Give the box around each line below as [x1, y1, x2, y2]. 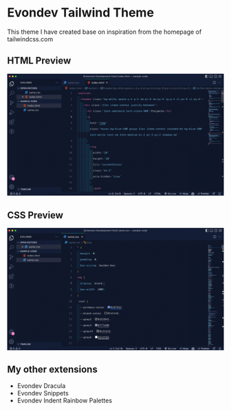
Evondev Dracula [16, 382, 66, 390]
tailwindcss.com [7, 34, 54, 43]
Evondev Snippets [16, 389, 69, 398]
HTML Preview [7, 55, 71, 67]
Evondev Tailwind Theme [7, 5, 155, 21]
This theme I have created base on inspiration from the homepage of [7, 28, 202, 36]
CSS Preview [7, 209, 64, 221]
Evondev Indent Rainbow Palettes [16, 396, 112, 404]
